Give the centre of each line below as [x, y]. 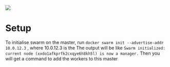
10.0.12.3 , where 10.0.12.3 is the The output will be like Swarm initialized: [86, 48]
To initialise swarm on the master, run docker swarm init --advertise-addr [85, 42]
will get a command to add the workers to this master [62, 58]
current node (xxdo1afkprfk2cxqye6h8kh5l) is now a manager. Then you [83, 53]
